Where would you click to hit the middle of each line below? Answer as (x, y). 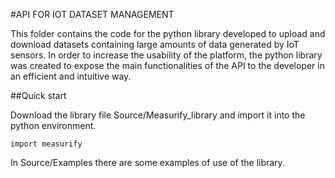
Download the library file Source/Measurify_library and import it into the (158, 115)
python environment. (53, 125)
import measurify (46, 144)
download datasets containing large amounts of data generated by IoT (155, 44)
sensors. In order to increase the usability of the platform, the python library (166, 55)
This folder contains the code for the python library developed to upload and (168, 33)
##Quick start (38, 95)
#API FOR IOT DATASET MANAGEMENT (92, 14)
